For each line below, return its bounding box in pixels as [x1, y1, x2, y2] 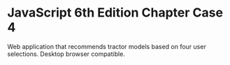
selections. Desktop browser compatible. [7, 50, 126, 58]
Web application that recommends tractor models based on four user [7, 42, 206, 50]
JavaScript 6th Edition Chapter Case [7, 5, 224, 21]
